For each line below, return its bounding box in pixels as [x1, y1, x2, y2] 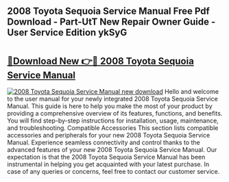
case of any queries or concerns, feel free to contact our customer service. [7, 168, 220, 175]
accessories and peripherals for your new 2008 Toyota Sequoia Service [7, 131, 210, 139]
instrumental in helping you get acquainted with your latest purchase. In [7, 160, 210, 168]
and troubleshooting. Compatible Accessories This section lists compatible [7, 124, 219, 132]
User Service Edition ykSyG [7, 27, 128, 38]
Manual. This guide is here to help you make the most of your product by [7, 102, 213, 110]
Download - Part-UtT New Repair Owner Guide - [7, 16, 216, 28]
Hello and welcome [164, 88, 219, 95]
